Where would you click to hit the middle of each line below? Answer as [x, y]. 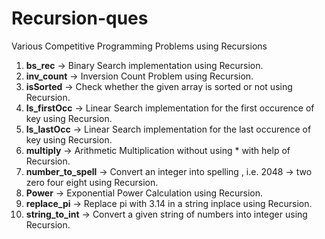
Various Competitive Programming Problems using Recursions [139, 46]
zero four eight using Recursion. [92, 182]
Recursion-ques [80, 18]
